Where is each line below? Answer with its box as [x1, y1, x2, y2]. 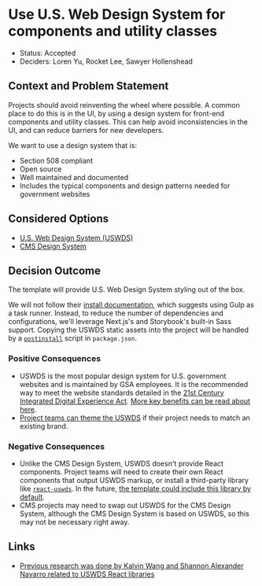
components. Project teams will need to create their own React [19, 466, 223, 477]
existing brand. [19, 421, 68, 430]
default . [19, 492, 45, 501]
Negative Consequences [8, 440, 105, 451]
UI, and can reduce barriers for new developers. [8, 125, 164, 135]
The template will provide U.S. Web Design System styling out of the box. [8, 285, 245, 294]
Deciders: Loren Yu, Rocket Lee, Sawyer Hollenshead [19, 57, 193, 66]
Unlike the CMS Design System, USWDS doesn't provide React [19, 459, 224, 468]
